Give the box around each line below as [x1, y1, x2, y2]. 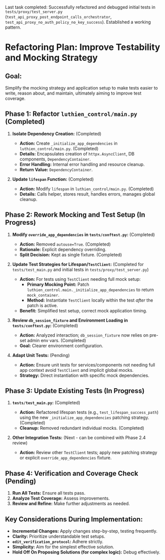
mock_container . [27, 292, 60, 298]
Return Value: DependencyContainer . [19, 166, 93, 172]
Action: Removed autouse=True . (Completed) [19, 241, 111, 247]
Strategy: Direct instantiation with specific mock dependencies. [19, 372, 149, 378]
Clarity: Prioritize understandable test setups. [12, 533, 105, 539]
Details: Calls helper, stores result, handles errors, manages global [19, 191, 155, 197]
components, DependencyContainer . [19, 156, 91, 162]
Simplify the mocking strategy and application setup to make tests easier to [5, 85, 158, 91]
